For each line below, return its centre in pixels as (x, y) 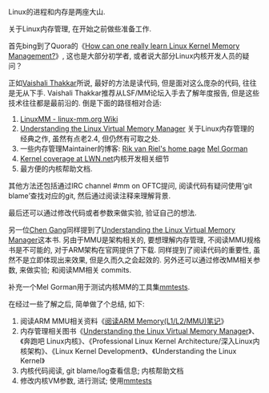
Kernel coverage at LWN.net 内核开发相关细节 (94, 158)
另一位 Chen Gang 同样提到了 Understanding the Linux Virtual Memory (122, 230)
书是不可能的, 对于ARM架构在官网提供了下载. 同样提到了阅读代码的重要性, (130, 250)
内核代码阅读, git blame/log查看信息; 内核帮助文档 (102, 371)
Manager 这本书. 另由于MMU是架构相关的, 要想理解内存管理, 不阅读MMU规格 (135, 240)
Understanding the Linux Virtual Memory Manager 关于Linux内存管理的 (137, 128)
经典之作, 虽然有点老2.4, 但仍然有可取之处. (90, 138)
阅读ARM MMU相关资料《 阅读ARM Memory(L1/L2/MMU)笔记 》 (124, 321)
